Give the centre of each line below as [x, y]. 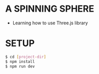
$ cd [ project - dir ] [26, 57]
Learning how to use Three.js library [50, 23]
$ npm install [20, 61]
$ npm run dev [20, 66]
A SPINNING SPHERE [50, 9]
